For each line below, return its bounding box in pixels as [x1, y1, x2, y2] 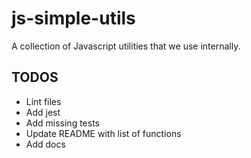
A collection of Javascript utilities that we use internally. [11, 40, 241, 52]
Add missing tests [25, 117, 100, 129]
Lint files [25, 95, 62, 107]
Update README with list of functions [25, 127, 182, 139]
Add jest [25, 106, 61, 118]
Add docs [25, 138, 66, 150]
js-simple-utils [11, 7, 136, 30]
